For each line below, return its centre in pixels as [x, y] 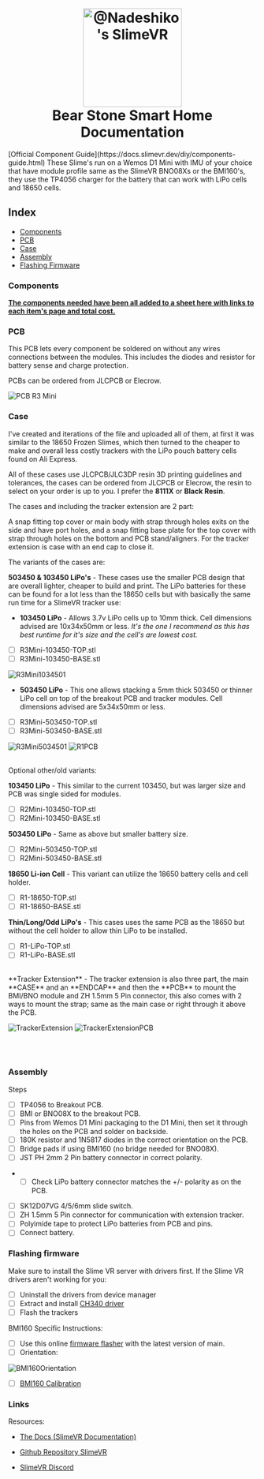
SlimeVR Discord [46, 1467]
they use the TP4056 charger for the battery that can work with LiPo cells [128, 179]
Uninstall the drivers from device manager [88, 1294]
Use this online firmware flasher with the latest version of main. [122, 1343]
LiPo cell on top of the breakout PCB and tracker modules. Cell [121, 698]
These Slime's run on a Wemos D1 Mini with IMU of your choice [150, 163]
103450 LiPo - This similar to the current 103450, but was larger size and [127, 785]
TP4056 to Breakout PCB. [61, 1104]
